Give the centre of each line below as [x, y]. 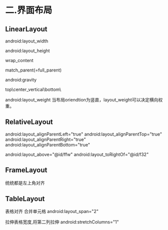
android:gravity [21, 80]
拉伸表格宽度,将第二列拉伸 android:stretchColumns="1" [62, 222]
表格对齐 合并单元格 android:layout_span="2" [52, 211]
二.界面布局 [29, 10]
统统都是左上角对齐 [25, 182]
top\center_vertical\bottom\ [33, 89]
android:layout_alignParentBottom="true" [48, 144]
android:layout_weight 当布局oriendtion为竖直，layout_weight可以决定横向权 [84, 100]
